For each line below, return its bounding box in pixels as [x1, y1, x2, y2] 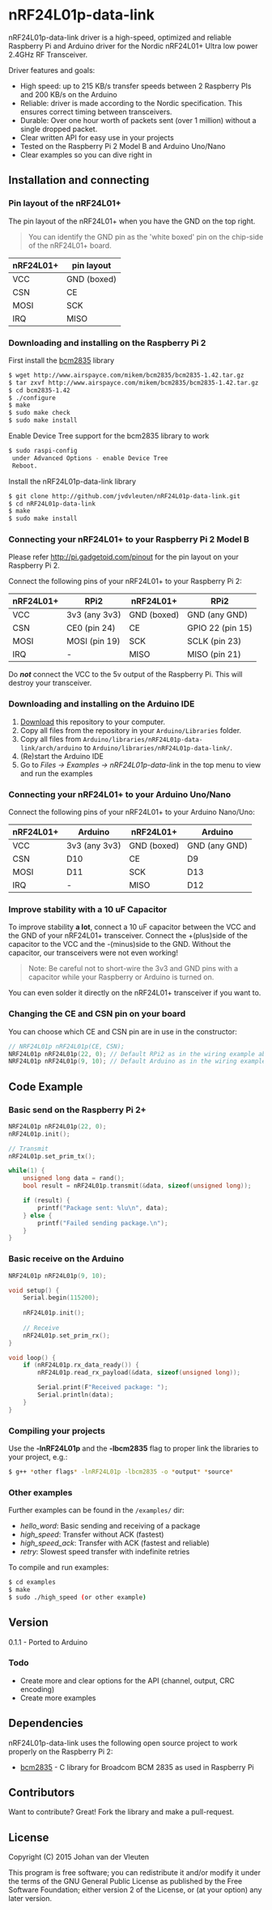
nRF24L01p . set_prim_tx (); [8, 1152, 96, 1160]
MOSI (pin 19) [66, 636, 121, 647]
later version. [8, 1894, 53, 1904]
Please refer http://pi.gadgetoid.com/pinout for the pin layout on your [8, 552, 239, 562]
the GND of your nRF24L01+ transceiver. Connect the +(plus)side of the [8, 931, 249, 940]
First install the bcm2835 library [8, 355, 115, 365]
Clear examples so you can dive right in [19, 150, 152, 160]
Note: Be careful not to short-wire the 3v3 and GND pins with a [28, 964, 239, 974]
